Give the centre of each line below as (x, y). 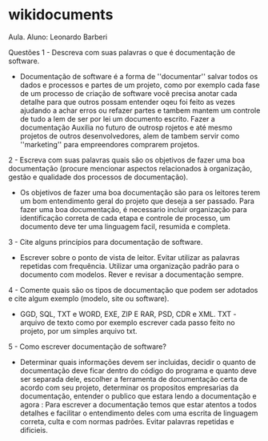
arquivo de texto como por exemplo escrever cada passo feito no (127, 323)
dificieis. (34, 430)
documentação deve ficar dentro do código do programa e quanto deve (138, 371)
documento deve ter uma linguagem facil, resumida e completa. (125, 227)
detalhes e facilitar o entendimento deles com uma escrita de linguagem (139, 413)
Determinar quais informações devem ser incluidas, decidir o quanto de (138, 362)
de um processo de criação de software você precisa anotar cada (128, 93)
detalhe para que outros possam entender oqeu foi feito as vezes (128, 102)
